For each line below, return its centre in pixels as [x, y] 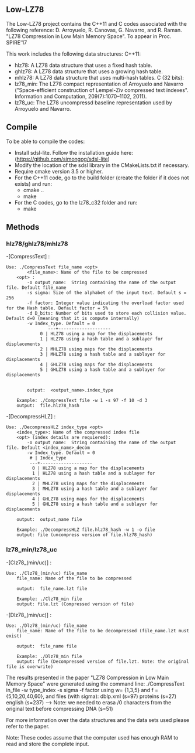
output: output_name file [49, 520]
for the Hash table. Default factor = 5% [57, 308]
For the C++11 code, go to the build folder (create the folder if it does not [102, 178]
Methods [23, 227]
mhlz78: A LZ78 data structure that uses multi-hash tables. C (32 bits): [99, 77]
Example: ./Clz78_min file [49, 599]
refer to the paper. [28, 726]
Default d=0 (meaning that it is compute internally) [73, 319]
